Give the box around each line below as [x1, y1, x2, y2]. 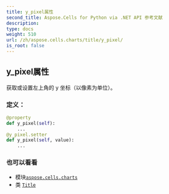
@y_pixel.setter [6, 132, 47, 138]
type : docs [6, 25, 34, 32]
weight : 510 [6, 32, 36, 38]
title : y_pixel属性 [6, 8, 54, 15]
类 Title [15, 181, 36, 188]
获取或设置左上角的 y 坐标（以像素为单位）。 [6, 84, 116, 91]
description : [6, 20, 39, 26]
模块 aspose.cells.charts [15, 173, 78, 181]
